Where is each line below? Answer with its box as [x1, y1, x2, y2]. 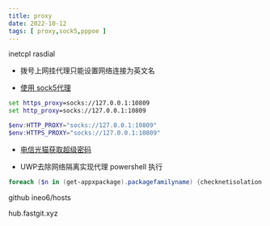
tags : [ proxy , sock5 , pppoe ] [8, 27, 107, 35]
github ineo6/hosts [8, 192, 71, 203]
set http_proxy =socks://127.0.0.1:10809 [8, 107, 147, 115]
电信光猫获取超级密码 [19, 144, 91, 154]
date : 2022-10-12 [8, 19, 67, 28]
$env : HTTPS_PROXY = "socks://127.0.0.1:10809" [8, 129, 161, 137]
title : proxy [8, 11, 53, 20]
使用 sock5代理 [19, 83, 71, 93]
